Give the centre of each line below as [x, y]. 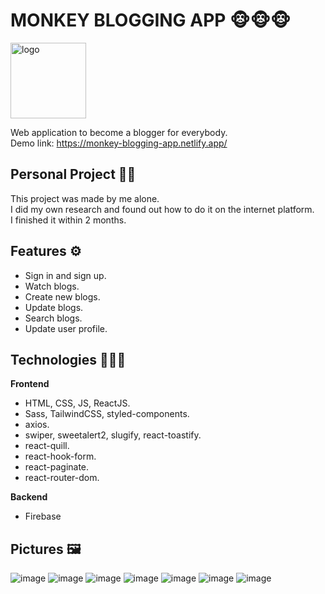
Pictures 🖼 [46, 549]
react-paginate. [57, 467]
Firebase [43, 516]
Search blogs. [53, 318]
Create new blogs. [62, 296]
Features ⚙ [46, 251]
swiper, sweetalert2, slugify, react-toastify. [113, 435]
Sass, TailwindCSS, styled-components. [107, 414]
